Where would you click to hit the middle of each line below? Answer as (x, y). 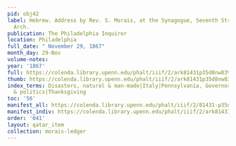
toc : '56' (22, 99)
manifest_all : (28, 105)
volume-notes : (28, 60)
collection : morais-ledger (47, 131)
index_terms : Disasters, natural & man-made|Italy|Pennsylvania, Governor (119, 86)
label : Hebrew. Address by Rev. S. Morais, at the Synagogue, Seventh (113, 20)
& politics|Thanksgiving (50, 92)
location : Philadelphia (42, 40)
